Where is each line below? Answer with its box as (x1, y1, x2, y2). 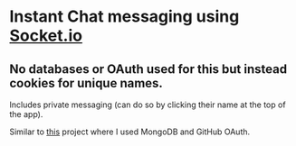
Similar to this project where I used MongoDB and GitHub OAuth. (9, 126, 251, 137)
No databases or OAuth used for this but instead (9, 61, 288, 77)
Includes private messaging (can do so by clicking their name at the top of (9, 99, 287, 110)
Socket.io (9, 25, 83, 46)
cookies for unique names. (9, 75, 163, 91)
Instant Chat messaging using (9, 6, 240, 27)
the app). (9, 109, 43, 119)
